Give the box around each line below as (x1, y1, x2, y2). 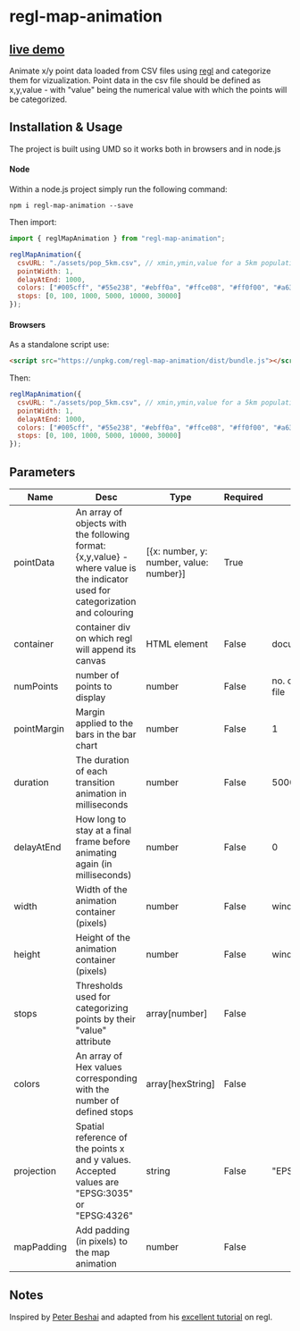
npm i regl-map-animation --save (9, 201, 134, 211)
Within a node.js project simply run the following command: (9, 184, 228, 195)
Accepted (75, 1165, 117, 1177)
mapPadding (13, 1241, 67, 1253)
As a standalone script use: (9, 339, 110, 350)
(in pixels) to (75, 1235, 128, 1248)
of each (75, 766, 108, 778)
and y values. (75, 1154, 131, 1167)
